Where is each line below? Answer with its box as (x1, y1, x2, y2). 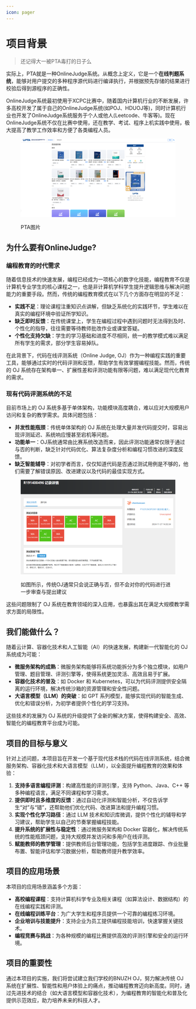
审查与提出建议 (30, 588, 67, 596)
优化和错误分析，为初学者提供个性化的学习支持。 (14, 700, 132, 707)
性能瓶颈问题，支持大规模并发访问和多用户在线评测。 (24, 833, 153, 840)
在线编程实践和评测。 (14, 903, 66, 910)
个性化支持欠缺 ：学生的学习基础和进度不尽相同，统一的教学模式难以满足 (14, 332, 188, 339)
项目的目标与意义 (6, 738, 68, 748)
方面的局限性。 (10, 608, 47, 615)
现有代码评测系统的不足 (6, 389, 72, 398)
